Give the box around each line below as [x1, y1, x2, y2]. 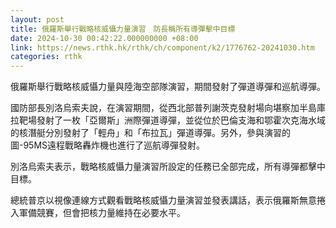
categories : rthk [10, 52, 83, 62]
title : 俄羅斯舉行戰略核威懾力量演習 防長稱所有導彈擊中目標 [10, 24, 236, 34]
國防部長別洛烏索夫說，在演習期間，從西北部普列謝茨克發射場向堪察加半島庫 [10, 102, 326, 114]
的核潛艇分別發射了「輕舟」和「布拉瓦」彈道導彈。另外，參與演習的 [10, 127, 291, 139]
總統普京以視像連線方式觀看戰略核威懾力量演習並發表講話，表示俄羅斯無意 [10, 194, 317, 206]
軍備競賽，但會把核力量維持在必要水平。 [18, 207, 186, 219]
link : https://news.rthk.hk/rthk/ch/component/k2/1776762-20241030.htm [10, 42, 315, 53]
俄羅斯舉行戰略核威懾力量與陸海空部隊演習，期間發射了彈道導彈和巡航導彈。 [10, 81, 326, 93]
